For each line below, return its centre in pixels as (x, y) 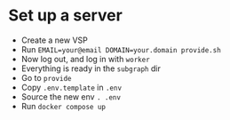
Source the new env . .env (71, 96)
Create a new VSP (54, 40)
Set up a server (66, 16)
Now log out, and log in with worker (85, 59)
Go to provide (46, 77)
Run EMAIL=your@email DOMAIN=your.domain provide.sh (121, 49)
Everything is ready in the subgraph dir (91, 68)
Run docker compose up (63, 106)
